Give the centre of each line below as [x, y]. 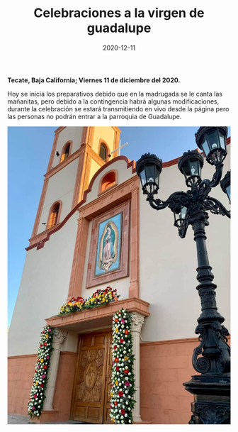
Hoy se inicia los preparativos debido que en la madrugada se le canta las [115, 94]
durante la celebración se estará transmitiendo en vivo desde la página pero [118, 109]
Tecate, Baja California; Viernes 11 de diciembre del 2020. [94, 80]
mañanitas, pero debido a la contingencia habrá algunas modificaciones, [113, 101]
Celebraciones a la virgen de [119, 13]
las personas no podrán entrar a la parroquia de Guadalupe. [95, 116]
